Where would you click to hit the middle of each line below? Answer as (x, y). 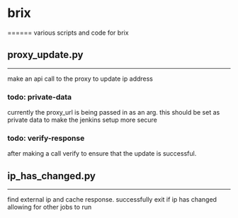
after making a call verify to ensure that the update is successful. (102, 154)
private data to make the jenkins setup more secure (83, 120)
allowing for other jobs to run (50, 207)
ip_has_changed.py (51, 176)
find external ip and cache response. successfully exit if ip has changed (112, 200)
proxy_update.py (45, 55)
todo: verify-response (46, 138)
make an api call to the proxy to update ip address (80, 79)
